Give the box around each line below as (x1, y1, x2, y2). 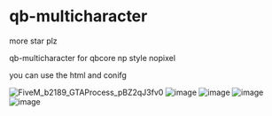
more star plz (9, 35, 58, 46)
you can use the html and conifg (9, 69, 127, 81)
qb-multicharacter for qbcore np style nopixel (9, 52, 175, 63)
